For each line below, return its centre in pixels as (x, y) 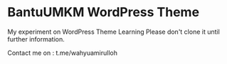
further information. (36, 39)
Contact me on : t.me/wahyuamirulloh (62, 53)
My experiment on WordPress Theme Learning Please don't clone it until (114, 32)
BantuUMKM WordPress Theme (104, 12)
